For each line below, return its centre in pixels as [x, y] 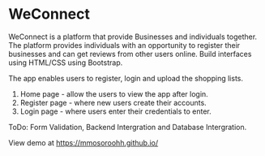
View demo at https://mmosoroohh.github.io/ [83, 142]
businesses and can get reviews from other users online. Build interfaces [130, 54]
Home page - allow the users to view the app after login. [114, 93]
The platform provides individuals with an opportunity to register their [124, 45]
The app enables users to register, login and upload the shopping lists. [126, 78]
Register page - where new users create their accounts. [113, 102]
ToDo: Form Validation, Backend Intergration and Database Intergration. [128, 127]
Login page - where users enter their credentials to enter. [116, 111]
